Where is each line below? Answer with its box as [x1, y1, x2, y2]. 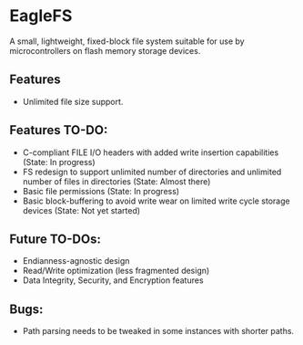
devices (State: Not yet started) [22, 204, 141, 215]
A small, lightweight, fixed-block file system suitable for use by [9, 36, 245, 47]
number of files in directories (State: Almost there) [22, 175, 211, 187]
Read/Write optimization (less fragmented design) [22, 266, 210, 277]
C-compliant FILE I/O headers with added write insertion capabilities [22, 147, 279, 158]
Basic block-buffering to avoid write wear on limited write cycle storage [22, 195, 290, 206]
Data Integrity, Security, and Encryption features [22, 275, 204, 286]
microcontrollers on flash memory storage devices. [9, 45, 201, 56]
